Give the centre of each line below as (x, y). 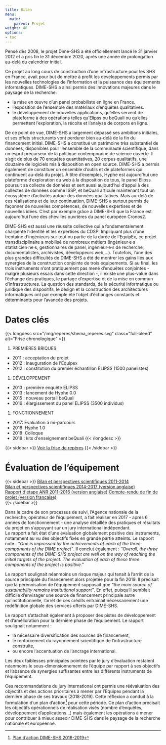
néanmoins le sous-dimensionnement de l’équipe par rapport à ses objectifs (83, 666)
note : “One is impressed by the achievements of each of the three (73, 543)
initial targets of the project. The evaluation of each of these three (72, 559)
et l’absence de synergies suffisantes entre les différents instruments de (79, 671)
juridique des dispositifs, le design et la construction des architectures (77, 289)
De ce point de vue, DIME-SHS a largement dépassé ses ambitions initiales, (82, 132)
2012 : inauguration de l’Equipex (45, 363)
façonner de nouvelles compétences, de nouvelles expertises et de (74, 206)
